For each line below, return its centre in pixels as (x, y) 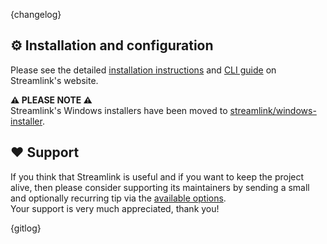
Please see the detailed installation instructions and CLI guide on (143, 70)
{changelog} (36, 14)
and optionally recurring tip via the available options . (118, 198)
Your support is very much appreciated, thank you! (115, 208)
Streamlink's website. (54, 80)
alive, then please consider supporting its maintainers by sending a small (160, 187)
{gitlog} (26, 228)
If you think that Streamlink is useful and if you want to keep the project (157, 176)
